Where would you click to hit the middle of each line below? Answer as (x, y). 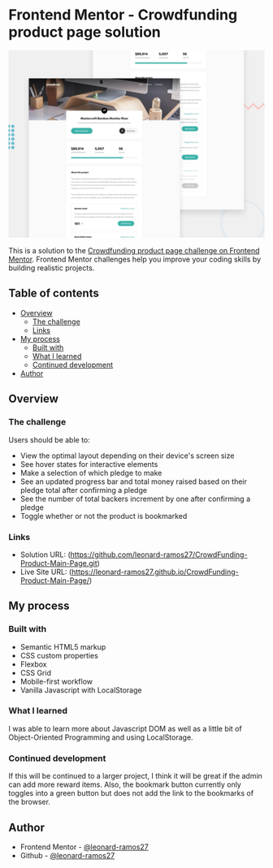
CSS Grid (35, 672)
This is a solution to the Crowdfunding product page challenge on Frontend (134, 251)
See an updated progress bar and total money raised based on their (134, 482)
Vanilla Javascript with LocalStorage (81, 690)
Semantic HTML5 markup (63, 646)
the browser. (30, 802)
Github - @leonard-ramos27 (67, 855)
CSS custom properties (59, 655)
